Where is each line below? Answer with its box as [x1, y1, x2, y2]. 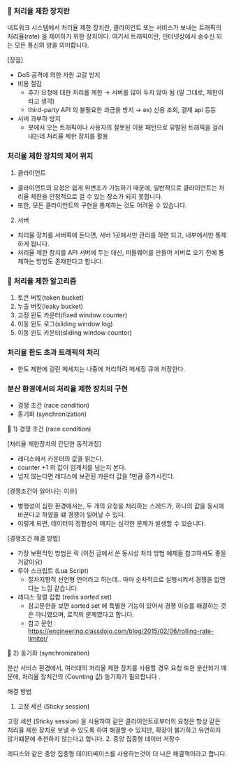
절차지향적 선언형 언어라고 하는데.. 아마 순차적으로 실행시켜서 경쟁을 [27, 576, 213, 584]
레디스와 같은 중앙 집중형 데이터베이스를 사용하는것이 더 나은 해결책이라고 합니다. [7, 749, 228, 758]
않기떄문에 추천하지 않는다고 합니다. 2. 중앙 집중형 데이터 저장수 [7, 735, 180, 743]
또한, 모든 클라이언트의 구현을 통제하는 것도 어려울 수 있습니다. [17, 201, 187, 209]
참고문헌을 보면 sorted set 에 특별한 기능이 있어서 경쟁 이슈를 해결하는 [27, 602, 219, 610]
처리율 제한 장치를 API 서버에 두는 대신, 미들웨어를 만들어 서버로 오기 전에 [17, 248, 217, 256]
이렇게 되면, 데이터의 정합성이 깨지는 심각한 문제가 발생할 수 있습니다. [17, 520, 206, 528]
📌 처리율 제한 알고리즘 [7, 276, 77, 286]
